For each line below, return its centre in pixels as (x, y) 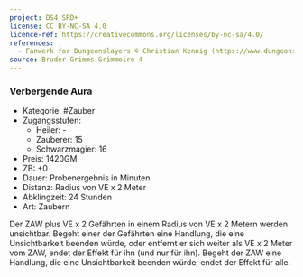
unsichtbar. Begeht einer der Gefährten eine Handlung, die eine (127, 234)
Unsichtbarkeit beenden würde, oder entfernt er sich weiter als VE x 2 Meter (151, 244)
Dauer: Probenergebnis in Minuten (86, 178)
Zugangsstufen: (52, 120)
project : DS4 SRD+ (44, 18)
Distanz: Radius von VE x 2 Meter (84, 188)
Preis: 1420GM (50, 159)
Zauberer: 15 (59, 140)
